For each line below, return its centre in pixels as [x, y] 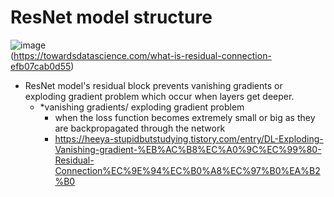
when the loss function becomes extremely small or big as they [185, 117]
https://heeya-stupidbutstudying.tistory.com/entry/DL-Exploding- [189, 138]
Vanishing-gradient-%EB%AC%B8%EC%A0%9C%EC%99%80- [188, 149]
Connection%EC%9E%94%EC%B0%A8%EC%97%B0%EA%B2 [187, 170]
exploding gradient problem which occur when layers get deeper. [159, 96]
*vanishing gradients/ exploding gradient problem [142, 107]
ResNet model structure [111, 17]
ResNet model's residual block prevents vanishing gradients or [153, 85]
